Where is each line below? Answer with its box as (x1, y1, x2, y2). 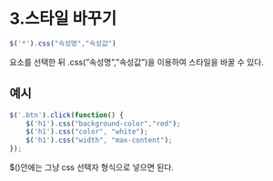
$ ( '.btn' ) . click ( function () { (9, 110, 125, 119)
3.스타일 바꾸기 (9, 8, 117, 29)
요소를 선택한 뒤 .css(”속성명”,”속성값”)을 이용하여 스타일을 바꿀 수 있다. (9, 56, 264, 67)
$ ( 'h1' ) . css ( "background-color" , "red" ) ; (25, 119, 181, 128)
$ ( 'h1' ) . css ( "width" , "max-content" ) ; (25, 136, 173, 146)
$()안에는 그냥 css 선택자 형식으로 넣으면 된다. (9, 162, 175, 173)
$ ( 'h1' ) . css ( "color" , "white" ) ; (25, 127, 148, 136)
